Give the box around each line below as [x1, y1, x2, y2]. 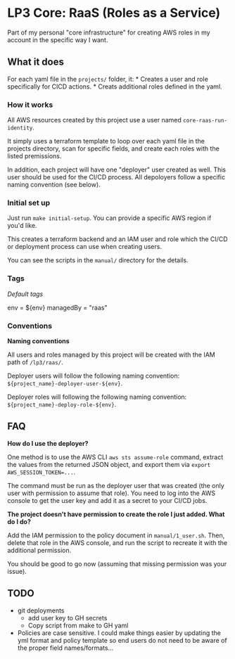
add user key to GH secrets [27, 613, 108, 622]
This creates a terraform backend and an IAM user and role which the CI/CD [7, 235, 228, 243]
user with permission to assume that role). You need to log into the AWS [7, 489, 216, 497]
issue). [7, 567, 27, 575]
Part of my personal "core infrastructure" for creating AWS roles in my [7, 28, 210, 37]
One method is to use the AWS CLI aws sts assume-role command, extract [7, 452, 224, 461]
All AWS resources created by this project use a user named [7, 116, 182, 124]
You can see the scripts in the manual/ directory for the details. [7, 256, 189, 264]
